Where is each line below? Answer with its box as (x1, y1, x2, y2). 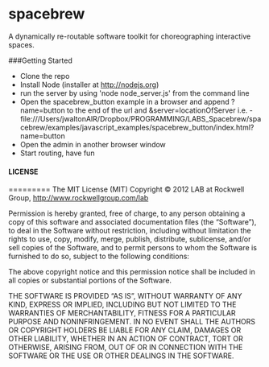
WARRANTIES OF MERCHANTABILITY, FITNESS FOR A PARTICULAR (8, 308, 236, 318)
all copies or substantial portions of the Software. (8, 275, 172, 286)
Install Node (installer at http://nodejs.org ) (19, 80, 159, 89)
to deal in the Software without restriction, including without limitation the (8, 226, 251, 236)
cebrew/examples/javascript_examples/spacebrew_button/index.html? (19, 122, 255, 132)
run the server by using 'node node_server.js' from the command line (19, 88, 250, 97)
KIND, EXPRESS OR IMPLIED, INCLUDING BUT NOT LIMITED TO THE (8, 299, 237, 310)
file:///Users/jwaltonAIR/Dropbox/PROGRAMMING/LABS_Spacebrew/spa (19, 113, 262, 123)
